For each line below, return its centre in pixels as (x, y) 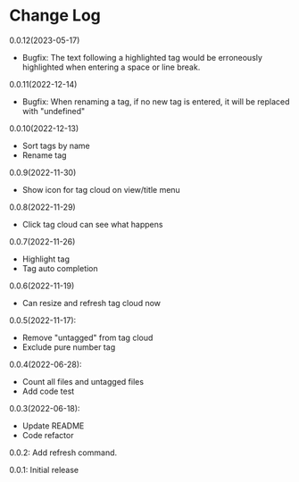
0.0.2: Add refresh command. (63, 453)
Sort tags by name (56, 145)
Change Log (55, 16)
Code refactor (48, 435)
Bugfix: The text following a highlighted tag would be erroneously (142, 57)
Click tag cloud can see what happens (92, 224)
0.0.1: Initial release (44, 470)
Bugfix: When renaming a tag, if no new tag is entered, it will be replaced (156, 101)
